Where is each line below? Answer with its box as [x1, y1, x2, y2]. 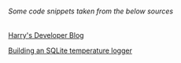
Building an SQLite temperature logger [8, 46, 132, 55]
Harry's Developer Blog [8, 31, 84, 40]
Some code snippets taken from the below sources [8, 6, 174, 16]
